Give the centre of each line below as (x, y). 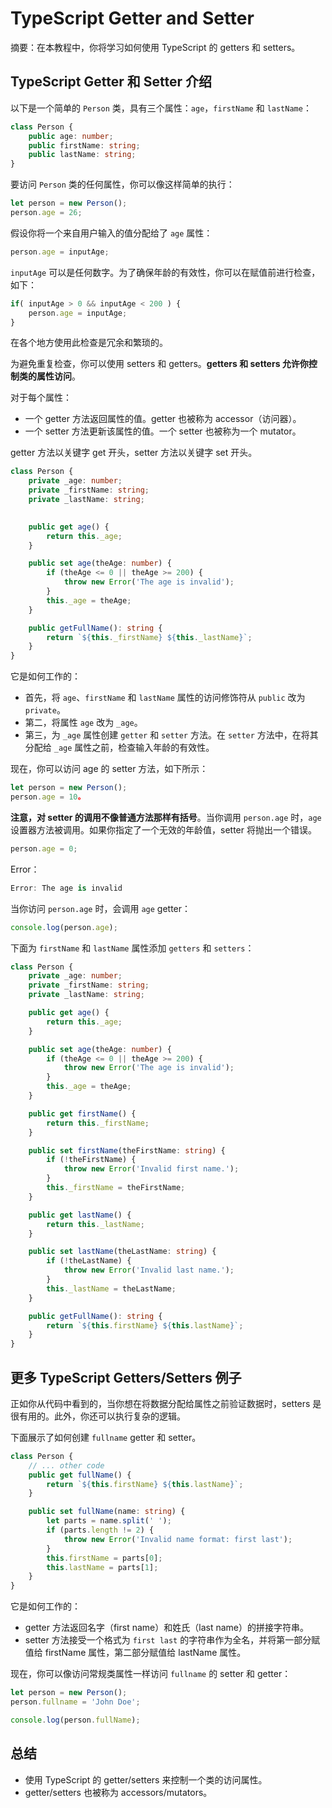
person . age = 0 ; (44, 848)
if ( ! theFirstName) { (91, 1160)
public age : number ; (71, 136)
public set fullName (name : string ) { (107, 1512)
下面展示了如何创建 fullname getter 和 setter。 (106, 1437)
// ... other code (66, 1465)
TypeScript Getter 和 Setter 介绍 (111, 82)
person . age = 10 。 (48, 797)
